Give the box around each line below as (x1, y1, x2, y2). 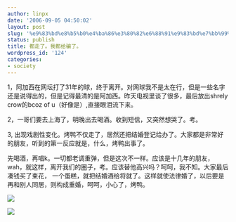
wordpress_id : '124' (7, 50, 68, 57)
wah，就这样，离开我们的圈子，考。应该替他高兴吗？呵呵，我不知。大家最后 (7, 162, 229, 171)
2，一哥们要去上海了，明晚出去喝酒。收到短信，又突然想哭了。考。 (7, 115, 202, 124)
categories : (7, 56, 42, 63)
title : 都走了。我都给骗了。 (7, 43, 82, 50)
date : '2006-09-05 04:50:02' (7, 17, 93, 24)
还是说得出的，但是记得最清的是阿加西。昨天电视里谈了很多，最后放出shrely (7, 91, 228, 100)
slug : (7, 30, 23, 37)
